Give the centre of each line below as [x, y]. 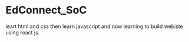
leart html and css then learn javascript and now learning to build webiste [94, 26]
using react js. [23, 32]
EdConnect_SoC [46, 10]
